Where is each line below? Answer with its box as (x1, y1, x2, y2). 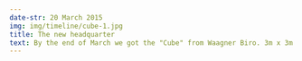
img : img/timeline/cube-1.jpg (9, 22, 124, 30)
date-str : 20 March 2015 (9, 13, 103, 22)
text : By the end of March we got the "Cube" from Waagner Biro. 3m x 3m (9, 38, 294, 48)
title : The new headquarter (9, 30, 116, 39)
